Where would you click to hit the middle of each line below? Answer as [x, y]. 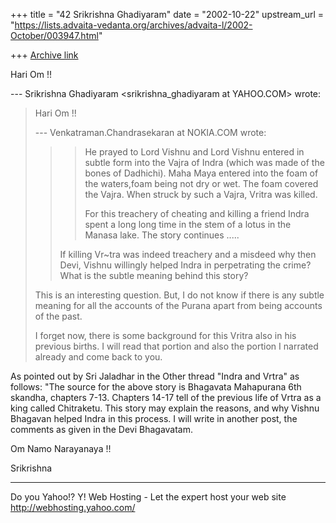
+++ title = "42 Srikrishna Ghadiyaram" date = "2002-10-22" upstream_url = [167, 14]
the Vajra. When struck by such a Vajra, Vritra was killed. [201, 194]
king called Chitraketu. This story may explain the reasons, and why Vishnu [165, 408]
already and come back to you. [98, 357]
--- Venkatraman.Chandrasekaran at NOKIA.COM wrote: [150, 132]
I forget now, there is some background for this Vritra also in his [165, 335]
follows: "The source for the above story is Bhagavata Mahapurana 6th [156, 387]
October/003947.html [54, 35]
